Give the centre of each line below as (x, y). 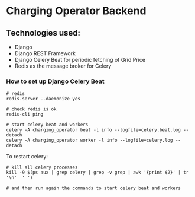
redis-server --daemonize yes (43, 99)
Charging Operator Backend (76, 11)
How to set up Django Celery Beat (55, 81)
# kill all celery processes (42, 167)
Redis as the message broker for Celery (63, 66)
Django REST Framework (45, 53)
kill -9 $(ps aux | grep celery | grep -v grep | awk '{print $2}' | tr (97, 173)
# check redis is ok (32, 109)
